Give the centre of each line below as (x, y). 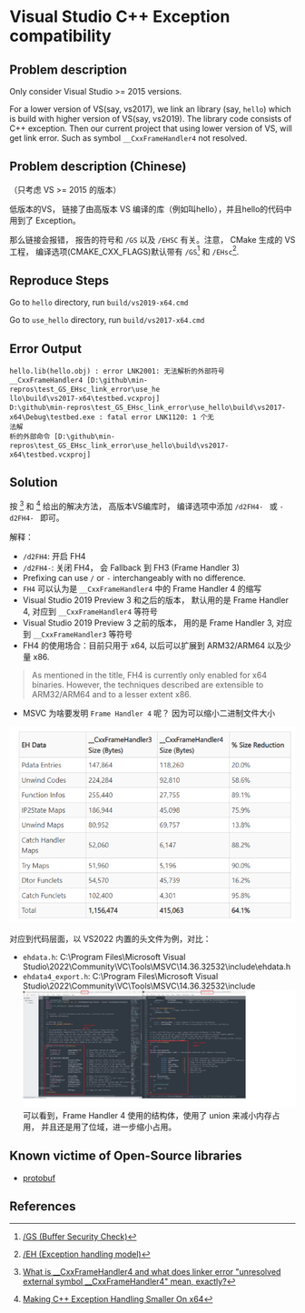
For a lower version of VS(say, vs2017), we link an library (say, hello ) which (150, 109)
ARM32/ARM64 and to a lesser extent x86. (112, 694)
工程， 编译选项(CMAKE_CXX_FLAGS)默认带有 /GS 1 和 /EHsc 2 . (124, 250)
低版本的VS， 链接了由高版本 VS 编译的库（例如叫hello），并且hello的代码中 (151, 209)
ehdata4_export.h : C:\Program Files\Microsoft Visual (120, 976)
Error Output (45, 349)
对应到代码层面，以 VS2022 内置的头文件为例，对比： (110, 938)
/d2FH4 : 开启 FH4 (54, 556)
